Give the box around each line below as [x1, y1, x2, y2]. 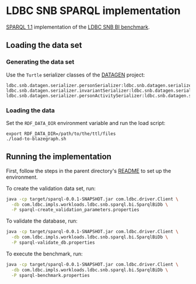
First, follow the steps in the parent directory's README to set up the [6, 167, 171, 174]
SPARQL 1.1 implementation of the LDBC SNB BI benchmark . [6, 23, 150, 30]
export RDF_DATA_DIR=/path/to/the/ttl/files [6, 130, 116, 137]
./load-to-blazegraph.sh [6, 136, 66, 141]
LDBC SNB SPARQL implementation [6, 4, 181, 18]
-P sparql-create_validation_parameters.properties [11, 207, 140, 213]
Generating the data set [6, 58, 75, 66]
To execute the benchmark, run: [6, 250, 83, 257]
